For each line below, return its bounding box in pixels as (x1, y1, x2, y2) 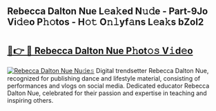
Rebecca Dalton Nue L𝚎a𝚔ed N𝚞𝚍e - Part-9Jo (7, 6, 208, 17)
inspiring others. (7, 97, 54, 104)
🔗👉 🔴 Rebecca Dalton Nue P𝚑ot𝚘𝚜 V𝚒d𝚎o (7, 45, 193, 57)
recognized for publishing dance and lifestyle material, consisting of (7, 74, 201, 82)
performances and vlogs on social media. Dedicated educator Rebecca (7, 82, 210, 90)
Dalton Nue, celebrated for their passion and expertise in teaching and (7, 89, 207, 97)
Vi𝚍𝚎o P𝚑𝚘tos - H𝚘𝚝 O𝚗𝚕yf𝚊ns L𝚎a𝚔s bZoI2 (7, 17, 204, 28)
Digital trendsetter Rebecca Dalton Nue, (95, 67, 209, 74)
